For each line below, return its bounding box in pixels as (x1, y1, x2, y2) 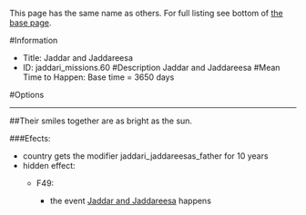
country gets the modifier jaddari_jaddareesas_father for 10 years (22, 151, 269, 161)
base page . (9, 17, 52, 28)
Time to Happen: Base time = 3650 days (22, 72, 175, 83)
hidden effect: (22, 161, 76, 171)
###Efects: (9, 133, 51, 143)
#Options (9, 90, 45, 100)
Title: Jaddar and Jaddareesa (22, 53, 134, 63)
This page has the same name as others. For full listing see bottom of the (9, 8, 284, 18)
